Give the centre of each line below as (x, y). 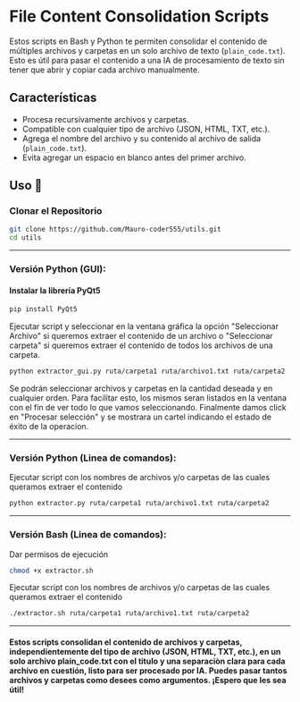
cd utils (25, 238)
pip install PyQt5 (43, 309)
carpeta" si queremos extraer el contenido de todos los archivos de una (142, 345)
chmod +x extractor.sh (51, 571)
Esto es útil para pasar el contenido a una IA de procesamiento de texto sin (147, 60)
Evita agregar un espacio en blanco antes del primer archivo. (134, 157)
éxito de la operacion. (49, 427)
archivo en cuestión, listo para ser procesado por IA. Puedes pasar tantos (148, 670)
